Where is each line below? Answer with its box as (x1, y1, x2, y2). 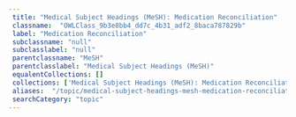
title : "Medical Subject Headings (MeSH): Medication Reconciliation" (11, 12, 277, 22)
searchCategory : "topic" (11, 94, 103, 104)
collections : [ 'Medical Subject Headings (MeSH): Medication (11, 78, 242, 87)
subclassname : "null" (11, 37, 92, 47)
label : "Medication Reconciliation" (11, 29, 148, 38)
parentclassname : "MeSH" (11, 54, 103, 62)
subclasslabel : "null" (11, 46, 96, 55)
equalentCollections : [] (11, 70, 103, 79)
